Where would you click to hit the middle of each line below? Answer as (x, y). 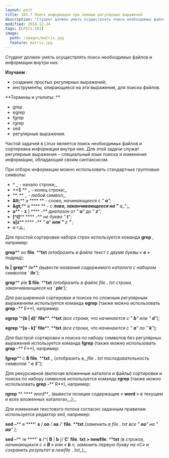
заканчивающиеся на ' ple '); (36, 288)
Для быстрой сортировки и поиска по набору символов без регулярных (83, 337)
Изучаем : (16, 72)
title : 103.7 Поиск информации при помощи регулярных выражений (74, 15)
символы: (16, 175)
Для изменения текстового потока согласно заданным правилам (75, 409)
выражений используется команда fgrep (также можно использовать (80, 343)
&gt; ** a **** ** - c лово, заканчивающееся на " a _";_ (71, 206)
